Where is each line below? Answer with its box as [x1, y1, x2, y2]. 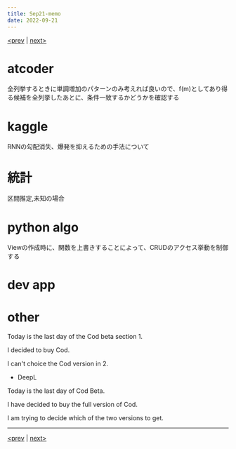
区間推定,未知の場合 [7, 194, 65, 203]
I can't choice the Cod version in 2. [7, 359, 109, 368]
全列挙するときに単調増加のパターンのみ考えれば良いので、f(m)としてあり [7, 85, 222, 93]
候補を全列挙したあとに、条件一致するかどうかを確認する [13, 93, 180, 102]
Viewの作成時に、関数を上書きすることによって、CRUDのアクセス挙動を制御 [7, 243, 229, 252]
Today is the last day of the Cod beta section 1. [7, 333, 143, 341]
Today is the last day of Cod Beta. [7, 387, 105, 395]
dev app [7, 277, 55, 293]
